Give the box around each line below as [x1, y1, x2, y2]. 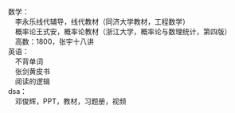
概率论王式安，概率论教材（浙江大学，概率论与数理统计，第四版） [15, 27, 232, 36]
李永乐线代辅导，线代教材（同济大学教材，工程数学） [15, 17, 190, 26]
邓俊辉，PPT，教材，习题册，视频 [15, 96, 127, 106]
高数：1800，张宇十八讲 [15, 37, 95, 46]
